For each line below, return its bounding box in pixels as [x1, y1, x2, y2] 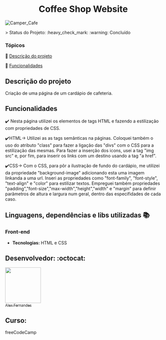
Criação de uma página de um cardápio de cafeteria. [5, 90, 113, 96]
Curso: [5, 316, 27, 325]
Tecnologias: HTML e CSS [12, 239, 67, 246]
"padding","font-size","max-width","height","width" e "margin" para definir [5, 185, 157, 191]
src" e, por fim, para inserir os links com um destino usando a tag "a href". [5, 153, 157, 159]
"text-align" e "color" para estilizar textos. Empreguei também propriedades [5, 180, 160, 186]
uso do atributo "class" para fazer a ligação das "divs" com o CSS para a [5, 142, 154, 148]
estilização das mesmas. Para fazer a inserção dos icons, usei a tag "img [5, 147, 154, 153]
